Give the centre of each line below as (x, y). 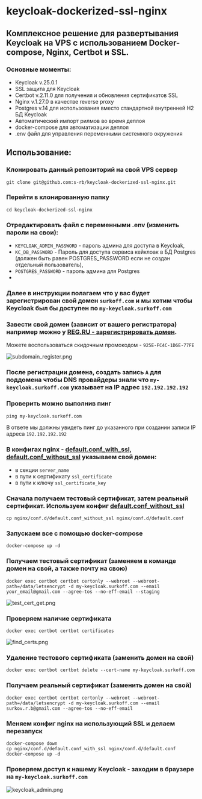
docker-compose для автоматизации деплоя (72, 127)
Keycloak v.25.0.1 (36, 82)
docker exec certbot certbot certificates (60, 631)
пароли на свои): (32, 232)
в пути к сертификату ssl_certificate (63, 476)
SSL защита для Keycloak (47, 89)
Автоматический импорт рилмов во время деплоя (80, 121)
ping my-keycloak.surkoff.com (44, 416)
